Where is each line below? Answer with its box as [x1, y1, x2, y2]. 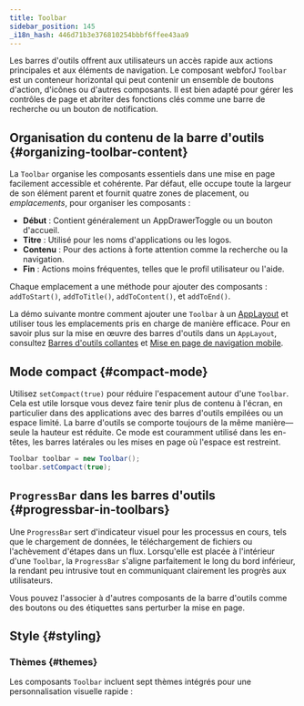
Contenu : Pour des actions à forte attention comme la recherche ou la [22, 244, 289, 255]
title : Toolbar [9, 13, 67, 23]
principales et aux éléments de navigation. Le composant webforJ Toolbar [9, 65, 288, 76]
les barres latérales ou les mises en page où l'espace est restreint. [32, 436, 281, 447]
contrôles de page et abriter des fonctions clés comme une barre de [9, 94, 266, 105]
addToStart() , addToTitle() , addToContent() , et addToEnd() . [9, 291, 231, 302]
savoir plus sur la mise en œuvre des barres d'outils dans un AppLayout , [9, 328, 278, 339]
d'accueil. [22, 225, 60, 236]
